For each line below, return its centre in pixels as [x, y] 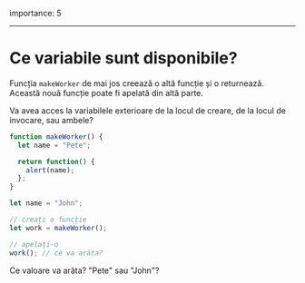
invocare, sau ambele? [51, 120]
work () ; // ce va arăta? [56, 253]
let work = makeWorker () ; [58, 228]
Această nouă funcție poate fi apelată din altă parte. [107, 93]
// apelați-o [34, 244]
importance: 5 [35, 13]
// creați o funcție [49, 220]
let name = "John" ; [46, 203]
